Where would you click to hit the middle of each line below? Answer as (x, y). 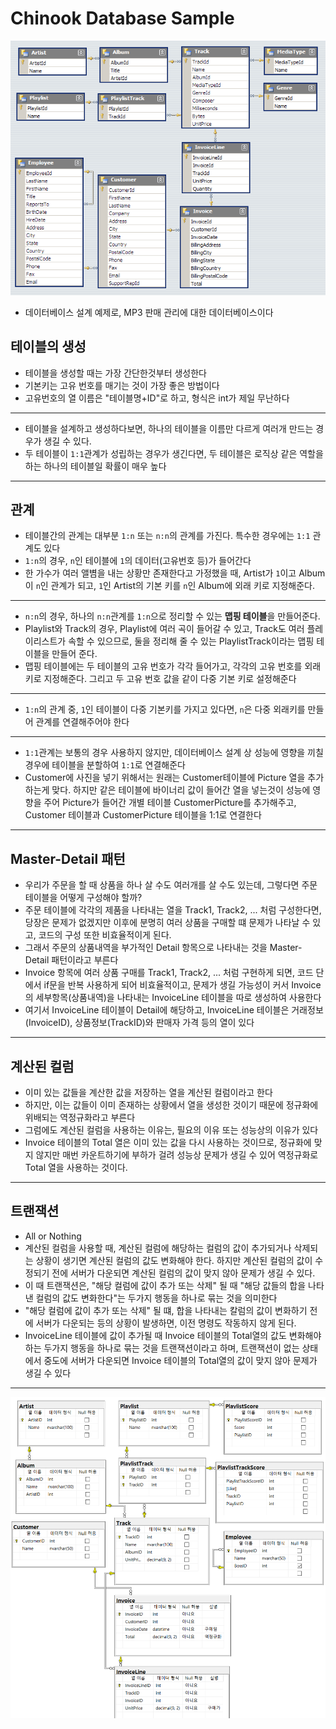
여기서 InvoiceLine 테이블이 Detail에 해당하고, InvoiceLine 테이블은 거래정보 (174, 1010)
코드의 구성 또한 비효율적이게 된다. (105, 935)
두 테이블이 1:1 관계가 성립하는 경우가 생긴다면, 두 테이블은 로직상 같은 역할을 (174, 453)
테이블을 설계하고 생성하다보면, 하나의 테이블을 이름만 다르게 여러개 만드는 (169, 428)
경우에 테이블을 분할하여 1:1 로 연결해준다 (105, 765)
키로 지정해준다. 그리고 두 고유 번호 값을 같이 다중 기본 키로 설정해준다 (160, 679)
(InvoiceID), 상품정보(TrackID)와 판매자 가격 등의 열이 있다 (139, 1023)
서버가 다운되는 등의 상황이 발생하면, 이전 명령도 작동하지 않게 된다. (166, 1323)
